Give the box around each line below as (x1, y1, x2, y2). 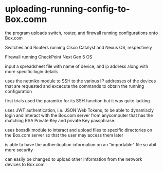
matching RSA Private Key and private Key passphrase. (5, 117, 116, 123)
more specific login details (5, 68, 58, 74)
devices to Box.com (5, 161, 45, 167)
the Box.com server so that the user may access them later (5, 132, 124, 138)
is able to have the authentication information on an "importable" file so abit (5, 141, 157, 147)
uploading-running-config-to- (5, 3, 130, 15)
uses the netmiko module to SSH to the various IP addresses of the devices (5, 78, 156, 84)
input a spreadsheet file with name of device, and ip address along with (5, 63, 148, 69)
